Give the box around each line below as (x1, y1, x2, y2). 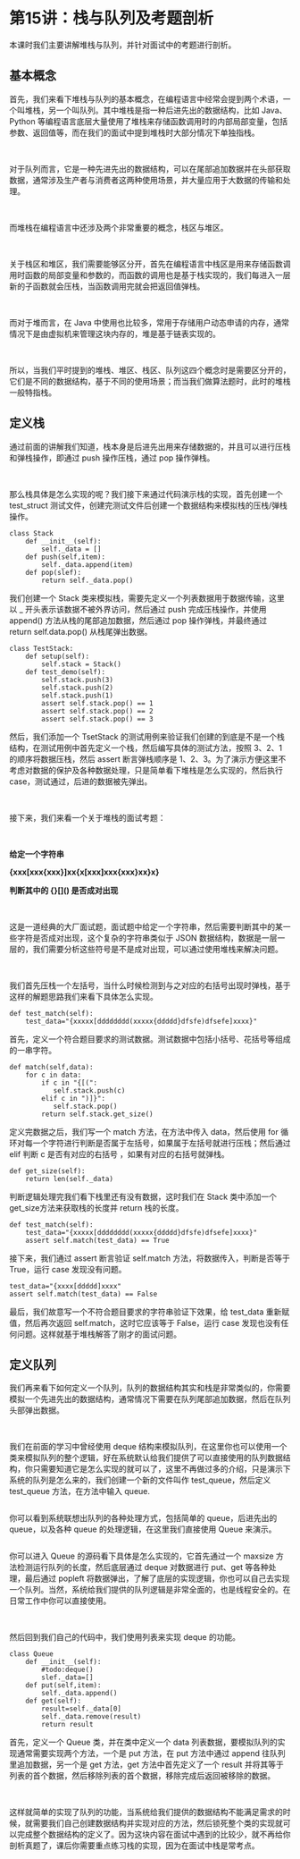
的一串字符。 (9, 1044, 56, 1055)
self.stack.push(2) (41, 683, 114, 692)
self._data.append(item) (41, 560, 134, 569)
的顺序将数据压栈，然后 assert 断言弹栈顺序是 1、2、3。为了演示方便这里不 (9, 753, 287, 765)
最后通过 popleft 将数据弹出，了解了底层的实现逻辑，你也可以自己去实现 (24, 1573, 290, 1584)
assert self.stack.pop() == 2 (41, 706, 154, 715)
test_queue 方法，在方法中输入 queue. (9, 1486, 150, 1497)
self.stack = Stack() (41, 659, 122, 669)
